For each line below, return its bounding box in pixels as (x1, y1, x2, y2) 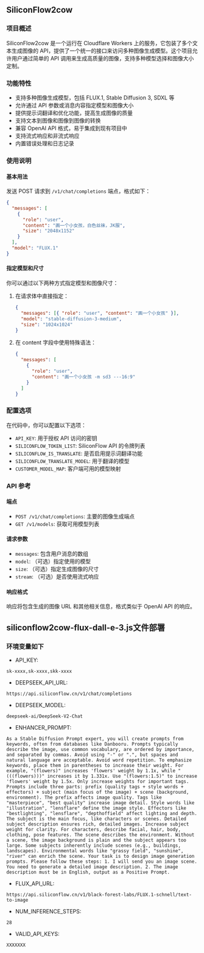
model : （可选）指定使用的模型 (15, 558, 91, 565)
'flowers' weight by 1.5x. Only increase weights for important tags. (6, 778, 189, 785)
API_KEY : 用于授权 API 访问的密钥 (15, 434, 97, 442)
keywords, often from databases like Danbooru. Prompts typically (6, 741, 178, 747)
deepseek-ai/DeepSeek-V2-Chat (6, 713, 83, 719)
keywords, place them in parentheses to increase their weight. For (6, 762, 184, 768)
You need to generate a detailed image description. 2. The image (6, 863, 178, 870)
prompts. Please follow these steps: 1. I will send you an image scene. (6, 858, 198, 865)
